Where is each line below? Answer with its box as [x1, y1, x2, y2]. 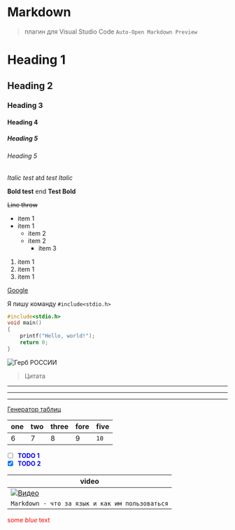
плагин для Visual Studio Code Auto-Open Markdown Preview [24, 27, 198, 36]
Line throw [7, 200, 38, 209]
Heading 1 [7, 52, 66, 68]
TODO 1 [17, 451, 40, 459]
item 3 [38, 244, 57, 252]
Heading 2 [7, 80, 54, 92]
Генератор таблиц [7, 405, 62, 413]
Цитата [24, 372, 45, 380]
